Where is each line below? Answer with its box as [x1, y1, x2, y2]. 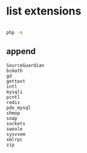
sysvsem [6, 131, 26, 137]
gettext [6, 78, 26, 84]
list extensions [6, 4, 82, 18]
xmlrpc [6, 136, 23, 143]
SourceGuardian [6, 62, 45, 68]
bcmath [6, 68, 23, 74]
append [6, 47, 36, 57]
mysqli [6, 89, 23, 95]
